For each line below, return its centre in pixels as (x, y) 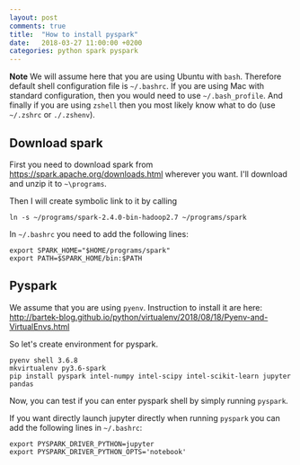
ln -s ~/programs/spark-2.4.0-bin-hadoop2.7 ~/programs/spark (128, 217)
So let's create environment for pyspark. (84, 344)
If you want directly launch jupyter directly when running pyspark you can (145, 417)
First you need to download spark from (81, 164)
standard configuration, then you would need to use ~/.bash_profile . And (146, 96)
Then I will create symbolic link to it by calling (93, 201)
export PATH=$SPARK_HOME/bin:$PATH (76, 258)
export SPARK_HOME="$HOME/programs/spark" (90, 250)
